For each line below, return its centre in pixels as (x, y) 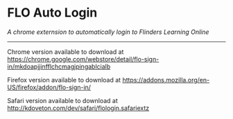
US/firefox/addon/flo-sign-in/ (49, 87)
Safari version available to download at (62, 100)
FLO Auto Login (52, 13)
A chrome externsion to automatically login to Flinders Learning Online (108, 32)
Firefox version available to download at (64, 80)
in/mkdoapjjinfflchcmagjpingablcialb (59, 66)
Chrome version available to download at (66, 52)
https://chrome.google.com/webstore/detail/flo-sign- (83, 59)
